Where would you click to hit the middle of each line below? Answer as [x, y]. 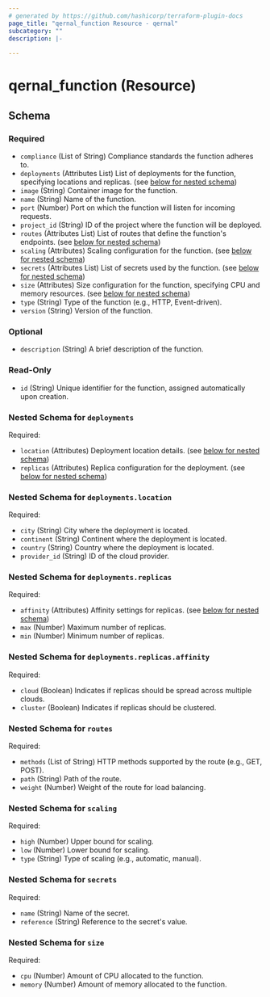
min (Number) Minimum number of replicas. [92, 636]
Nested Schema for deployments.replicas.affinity [109, 657]
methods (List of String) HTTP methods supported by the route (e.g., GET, [141, 762]
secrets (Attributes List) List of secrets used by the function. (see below [139, 268]
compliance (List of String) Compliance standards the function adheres [137, 156]
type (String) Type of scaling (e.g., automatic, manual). [110, 859]
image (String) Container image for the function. [99, 190]
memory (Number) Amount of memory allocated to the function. [123, 984]
